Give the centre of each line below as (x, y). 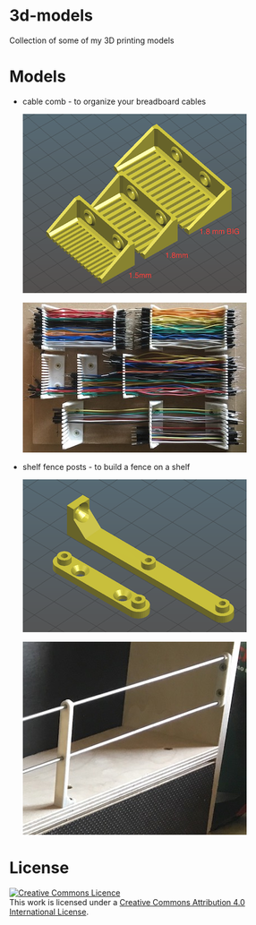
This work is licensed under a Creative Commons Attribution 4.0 (128, 902)
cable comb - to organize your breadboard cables (114, 101)
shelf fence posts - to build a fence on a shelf (106, 467)
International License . (49, 912)
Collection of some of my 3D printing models (92, 40)
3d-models (51, 16)
